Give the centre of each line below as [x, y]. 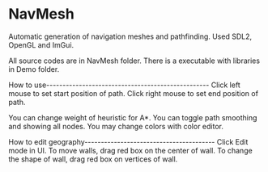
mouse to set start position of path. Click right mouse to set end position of [134, 93]
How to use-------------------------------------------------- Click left [124, 85]
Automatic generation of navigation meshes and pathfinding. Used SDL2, [130, 36]
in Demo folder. [34, 69]
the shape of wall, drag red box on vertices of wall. [93, 159]
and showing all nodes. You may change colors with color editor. [116, 126]
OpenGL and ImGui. [41, 44]
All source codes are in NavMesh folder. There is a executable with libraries [134, 61]
